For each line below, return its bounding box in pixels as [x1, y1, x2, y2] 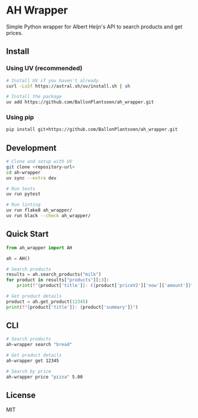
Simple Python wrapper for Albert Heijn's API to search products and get [6, 23, 183, 30]
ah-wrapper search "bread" [6, 342, 72, 348]
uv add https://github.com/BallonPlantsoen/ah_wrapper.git [6, 99, 154, 105]
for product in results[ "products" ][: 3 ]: [6, 277, 110, 283]
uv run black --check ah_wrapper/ [6, 213, 91, 219]
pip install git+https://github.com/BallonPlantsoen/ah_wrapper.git [6, 126, 178, 133]
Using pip [6, 113, 34, 122]
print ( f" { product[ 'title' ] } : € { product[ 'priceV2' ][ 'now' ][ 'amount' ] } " [16, 283, 194, 289]
